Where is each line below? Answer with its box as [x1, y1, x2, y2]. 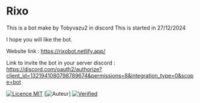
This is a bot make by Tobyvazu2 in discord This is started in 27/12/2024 [6, 24, 186, 31]
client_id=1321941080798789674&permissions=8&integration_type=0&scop [6, 72, 194, 79]
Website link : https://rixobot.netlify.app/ [6, 47, 106, 55]
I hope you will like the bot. [6, 36, 73, 43]
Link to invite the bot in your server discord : [6, 59, 116, 66]
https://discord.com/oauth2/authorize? [6, 65, 102, 73]
